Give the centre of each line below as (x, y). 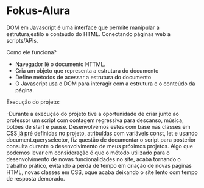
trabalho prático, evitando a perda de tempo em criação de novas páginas (99, 165)
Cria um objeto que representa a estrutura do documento (87, 70)
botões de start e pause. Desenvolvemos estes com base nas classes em (98, 126)
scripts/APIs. (22, 40)
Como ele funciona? (31, 52)
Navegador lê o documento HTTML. (60, 64)
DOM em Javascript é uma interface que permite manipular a (83, 27)
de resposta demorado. (36, 178)
